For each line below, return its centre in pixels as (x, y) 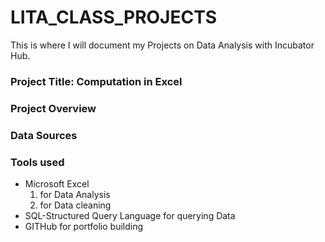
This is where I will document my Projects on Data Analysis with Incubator (162, 45)
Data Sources (44, 135)
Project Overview (53, 108)
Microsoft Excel (57, 184)
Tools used (37, 162)
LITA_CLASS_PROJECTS (114, 17)
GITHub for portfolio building (84, 226)
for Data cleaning (75, 205)
